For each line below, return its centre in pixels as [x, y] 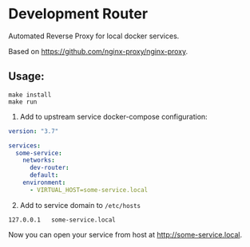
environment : [44, 182]
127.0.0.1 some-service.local [62, 220]
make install [30, 95]
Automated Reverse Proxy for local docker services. [94, 36]
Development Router [78, 14]
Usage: [27, 76]
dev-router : [49, 168]
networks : [39, 160]
